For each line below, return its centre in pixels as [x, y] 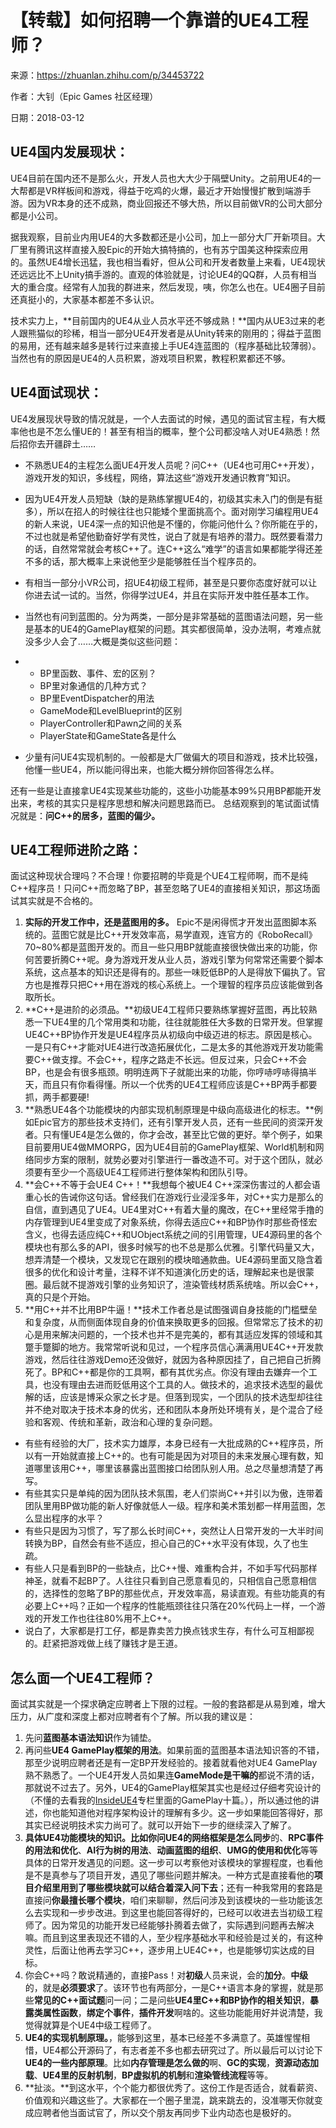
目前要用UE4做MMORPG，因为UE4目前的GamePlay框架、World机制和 [170, 1147]
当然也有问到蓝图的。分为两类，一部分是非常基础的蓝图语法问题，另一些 [173, 616]
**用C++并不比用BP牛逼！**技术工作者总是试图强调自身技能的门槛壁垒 [171, 1310]
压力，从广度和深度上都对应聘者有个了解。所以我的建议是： [133, 1717]
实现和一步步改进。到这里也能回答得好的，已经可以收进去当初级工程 [182, 1913]
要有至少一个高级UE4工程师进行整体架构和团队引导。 [143, 1172]
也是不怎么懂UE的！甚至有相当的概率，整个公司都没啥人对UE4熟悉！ [169, 431]
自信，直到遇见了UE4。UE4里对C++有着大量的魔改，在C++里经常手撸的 [174, 1210]
